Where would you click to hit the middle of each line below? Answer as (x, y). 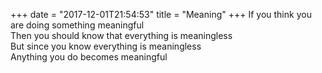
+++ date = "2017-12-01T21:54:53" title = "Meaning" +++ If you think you (161, 14)
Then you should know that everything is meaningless (121, 35)
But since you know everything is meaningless (106, 46)
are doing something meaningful (77, 25)
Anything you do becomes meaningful (89, 57)
